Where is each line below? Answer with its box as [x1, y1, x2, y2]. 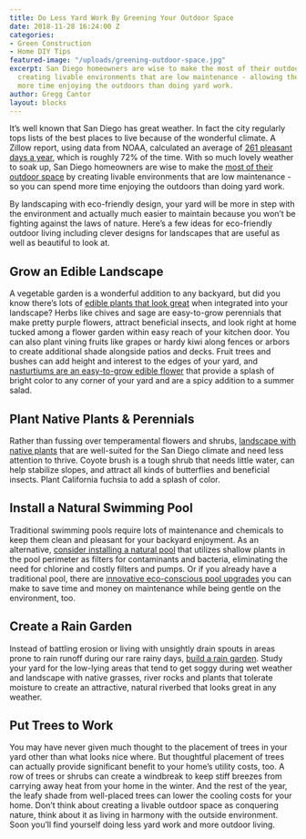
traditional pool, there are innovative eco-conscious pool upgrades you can [9, 573, 292, 584]
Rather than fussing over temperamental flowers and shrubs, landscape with [9, 435, 297, 446]
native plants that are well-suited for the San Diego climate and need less [9, 445, 284, 455]
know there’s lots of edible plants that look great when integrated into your [9, 298, 289, 309]
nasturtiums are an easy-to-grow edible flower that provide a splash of [9, 365, 275, 376]
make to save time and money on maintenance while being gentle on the [9, 582, 281, 593]
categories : [9, 30, 55, 39]
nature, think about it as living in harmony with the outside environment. [9, 810, 279, 821]
